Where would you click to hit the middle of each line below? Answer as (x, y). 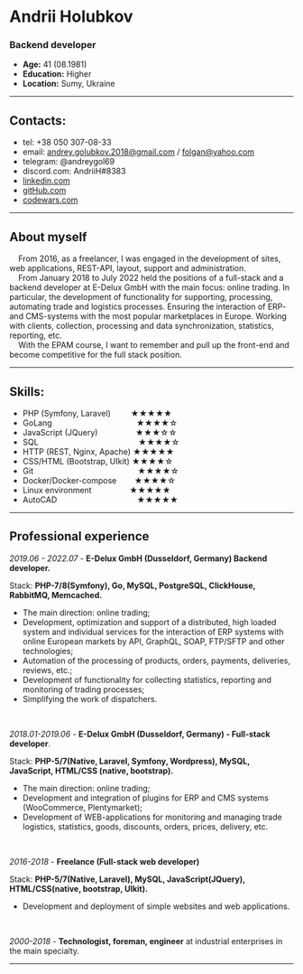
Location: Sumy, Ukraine (69, 84)
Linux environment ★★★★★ (96, 490)
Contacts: (38, 121)
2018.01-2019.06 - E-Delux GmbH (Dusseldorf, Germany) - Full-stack (140, 734)
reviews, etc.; (47, 670)
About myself (48, 237)
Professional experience (79, 536)
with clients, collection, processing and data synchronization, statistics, (142, 326)
